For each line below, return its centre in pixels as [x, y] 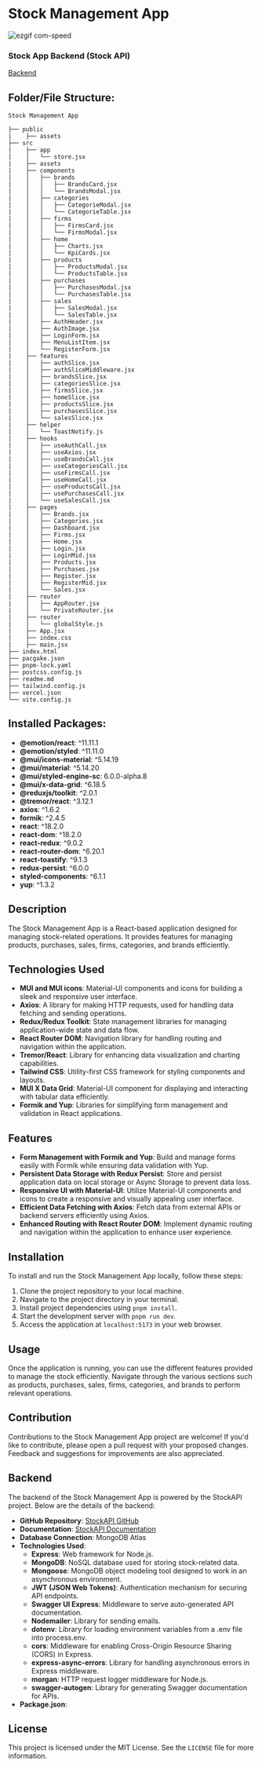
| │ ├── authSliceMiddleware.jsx [71, 370]
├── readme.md [31, 679]
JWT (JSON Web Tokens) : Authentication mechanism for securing [139, 1587]
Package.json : [44, 1704]
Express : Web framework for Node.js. [93, 1554]
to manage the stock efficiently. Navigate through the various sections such [130, 1376]
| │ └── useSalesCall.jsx [59, 501]
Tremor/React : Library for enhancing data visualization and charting [130, 1055]
